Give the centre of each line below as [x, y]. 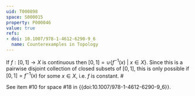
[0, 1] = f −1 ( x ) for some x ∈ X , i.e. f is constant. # [65, 75]
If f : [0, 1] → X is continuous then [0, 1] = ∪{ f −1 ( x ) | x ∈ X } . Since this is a [95, 61]
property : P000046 [28, 22]
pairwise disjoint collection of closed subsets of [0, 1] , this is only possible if [98, 68]
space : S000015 [25, 17]
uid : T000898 [22, 11]
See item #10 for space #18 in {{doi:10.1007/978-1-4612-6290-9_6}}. [89, 87]
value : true [21, 28]
